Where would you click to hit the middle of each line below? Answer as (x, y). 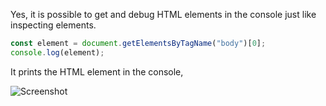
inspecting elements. (53, 25)
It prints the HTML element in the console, (97, 71)
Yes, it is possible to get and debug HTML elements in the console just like (163, 14)
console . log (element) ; (57, 52)
